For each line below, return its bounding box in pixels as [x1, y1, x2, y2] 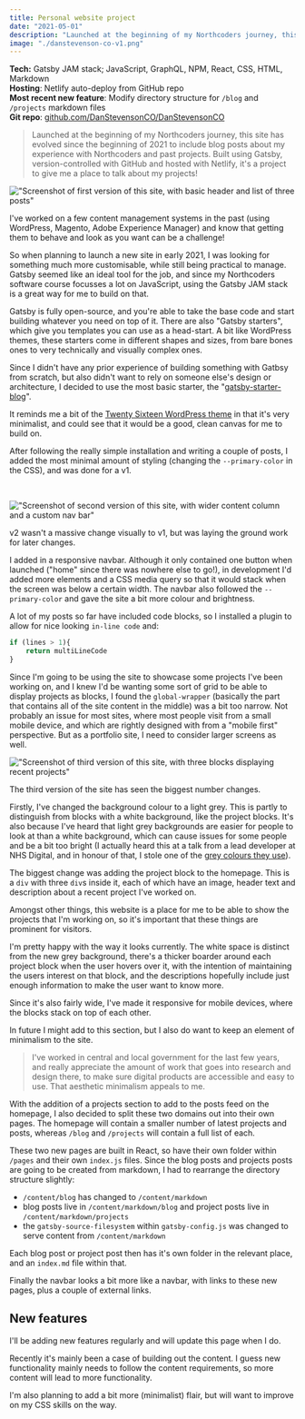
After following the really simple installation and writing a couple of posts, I [9, 446, 289, 457]
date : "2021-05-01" [9, 22, 84, 31]
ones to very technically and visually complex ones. [9, 344, 202, 355]
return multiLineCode [25, 647, 107, 656]
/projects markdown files [9, 102, 106, 114]
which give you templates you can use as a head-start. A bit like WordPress [9, 325, 292, 336]
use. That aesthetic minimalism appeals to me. [31, 1080, 206, 1091]
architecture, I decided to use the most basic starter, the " [9, 382, 225, 392]
